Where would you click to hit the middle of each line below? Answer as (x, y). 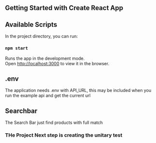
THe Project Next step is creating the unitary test (64, 135)
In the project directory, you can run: (41, 36)
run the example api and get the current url (48, 96)
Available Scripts (31, 25)
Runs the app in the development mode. (45, 58)
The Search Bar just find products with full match (54, 123)
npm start (16, 48)
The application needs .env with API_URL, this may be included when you (78, 90)
